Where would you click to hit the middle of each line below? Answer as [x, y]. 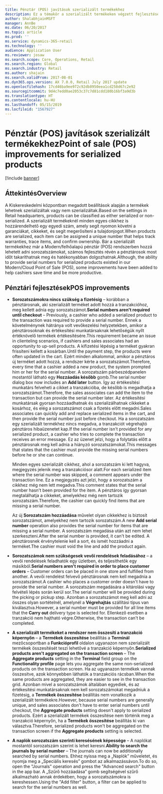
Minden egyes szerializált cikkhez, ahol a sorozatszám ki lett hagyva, [81, 464]
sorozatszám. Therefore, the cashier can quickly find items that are [78, 501]
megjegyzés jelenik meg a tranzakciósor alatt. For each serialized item [82, 470]
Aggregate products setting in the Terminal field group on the [74, 658]
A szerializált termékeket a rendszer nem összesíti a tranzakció [77, 633]
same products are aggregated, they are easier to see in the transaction [84, 679]
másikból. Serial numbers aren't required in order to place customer [81, 566]
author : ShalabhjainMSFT [30, 19]
